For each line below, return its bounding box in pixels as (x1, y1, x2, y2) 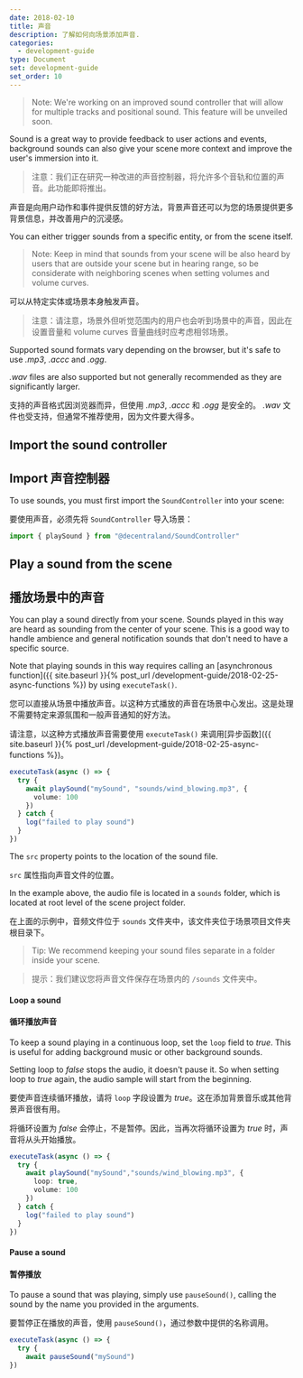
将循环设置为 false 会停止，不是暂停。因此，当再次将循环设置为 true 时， (9, 1123, 281, 1133)
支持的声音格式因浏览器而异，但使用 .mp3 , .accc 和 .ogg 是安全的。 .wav (9, 399, 281, 411)
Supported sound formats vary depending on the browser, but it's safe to (9, 344, 281, 355)
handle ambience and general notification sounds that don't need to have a (9, 634, 289, 644)
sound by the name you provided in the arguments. (9, 1299, 199, 1309)
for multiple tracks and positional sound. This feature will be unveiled (31, 106, 288, 117)
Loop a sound (9, 994, 61, 1005)
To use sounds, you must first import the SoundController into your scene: (9, 495, 285, 505)
